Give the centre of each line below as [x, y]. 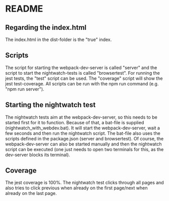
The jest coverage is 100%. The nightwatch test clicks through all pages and [84, 183]
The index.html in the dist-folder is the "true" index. [59, 39]
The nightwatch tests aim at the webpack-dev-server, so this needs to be [81, 117]
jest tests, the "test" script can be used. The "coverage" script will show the [84, 78]
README [24, 9]
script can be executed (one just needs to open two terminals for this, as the [84, 149]
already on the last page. [31, 193]
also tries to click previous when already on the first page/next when [76, 188]
